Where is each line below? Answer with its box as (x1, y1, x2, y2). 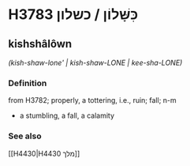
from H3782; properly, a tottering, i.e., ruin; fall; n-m (8, 96, 177, 105)
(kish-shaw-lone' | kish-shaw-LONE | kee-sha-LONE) (8, 58, 183, 67)
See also (8, 130, 42, 141)
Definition (8, 77, 47, 89)
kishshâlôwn (8, 37, 73, 51)
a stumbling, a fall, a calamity (19, 111, 115, 120)
